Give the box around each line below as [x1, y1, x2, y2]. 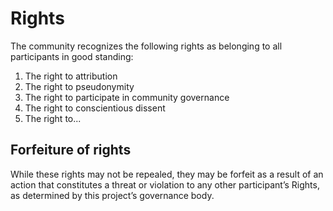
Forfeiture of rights [10, 142, 132, 159]
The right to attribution [24, 70, 118, 82]
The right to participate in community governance [24, 91, 230, 103]
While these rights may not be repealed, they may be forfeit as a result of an [10, 168, 324, 180]
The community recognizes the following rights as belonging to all [10, 40, 283, 52]
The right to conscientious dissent [24, 102, 166, 114]
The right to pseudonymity [24, 80, 135, 92]
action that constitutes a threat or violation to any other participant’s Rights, [10, 178, 320, 191]
